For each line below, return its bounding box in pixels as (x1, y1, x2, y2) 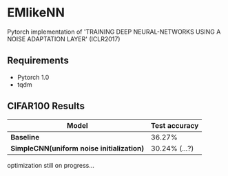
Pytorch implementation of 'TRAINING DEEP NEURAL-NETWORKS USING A (7, 27, 221, 36)
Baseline (10, 132, 40, 142)
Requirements (7, 55, 69, 67)
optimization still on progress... (7, 161, 95, 169)
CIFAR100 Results (7, 100, 85, 112)
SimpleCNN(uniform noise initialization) (10, 143, 145, 153)
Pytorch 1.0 (17, 73, 50, 81)
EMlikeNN (7, 5, 65, 21)
